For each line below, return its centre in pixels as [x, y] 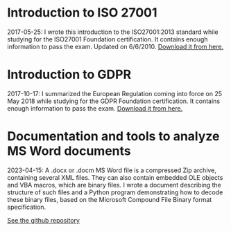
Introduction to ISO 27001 [82, 13]
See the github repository [43, 220]
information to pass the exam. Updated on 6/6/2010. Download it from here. [115, 46]
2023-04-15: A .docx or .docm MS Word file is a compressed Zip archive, [112, 170]
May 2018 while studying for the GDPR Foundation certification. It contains [114, 101]
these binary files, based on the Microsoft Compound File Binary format [110, 199]
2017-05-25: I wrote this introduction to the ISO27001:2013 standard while [113, 32]
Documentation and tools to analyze [113, 137]
